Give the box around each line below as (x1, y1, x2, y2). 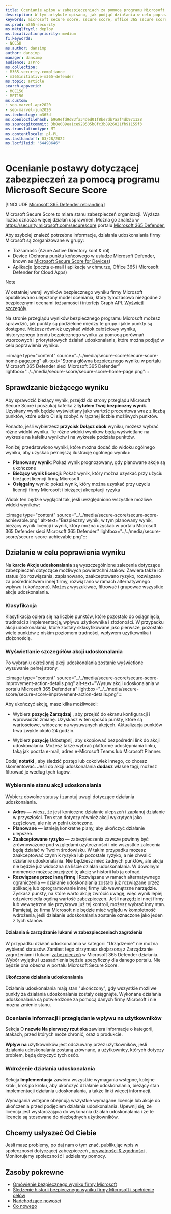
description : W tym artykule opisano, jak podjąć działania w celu (5, 12, 152, 17)
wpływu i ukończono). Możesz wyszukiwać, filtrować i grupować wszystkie (5, 584, 164, 590)
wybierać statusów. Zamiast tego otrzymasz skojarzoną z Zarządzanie (5, 946, 153, 952)
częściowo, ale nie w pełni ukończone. (12, 820, 94, 826)
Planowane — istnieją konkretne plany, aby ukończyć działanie (12, 825, 145, 831)
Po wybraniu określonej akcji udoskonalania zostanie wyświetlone (5, 659, 144, 666)
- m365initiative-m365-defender (5, 74, 74, 79)
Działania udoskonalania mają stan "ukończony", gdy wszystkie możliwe (5, 985, 157, 991)
